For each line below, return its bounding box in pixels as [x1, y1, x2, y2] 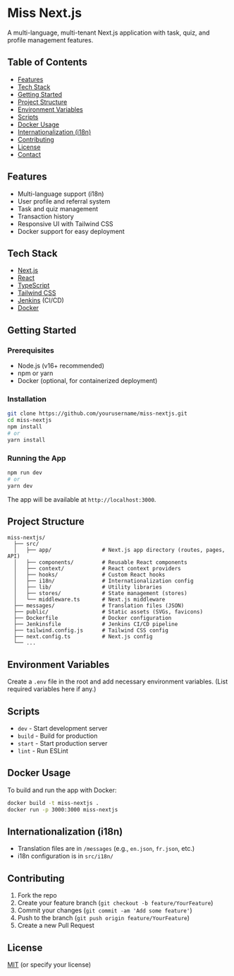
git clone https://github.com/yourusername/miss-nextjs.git [7, 410, 188, 418]
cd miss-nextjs [7, 417, 52, 424]
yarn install [7, 436, 46, 443]
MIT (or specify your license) [7, 960, 92, 969]
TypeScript [17, 281, 50, 290]
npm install [7, 423, 42, 430]
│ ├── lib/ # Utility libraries [13, 584, 162, 591]
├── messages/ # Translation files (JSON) [13, 602, 185, 609]
